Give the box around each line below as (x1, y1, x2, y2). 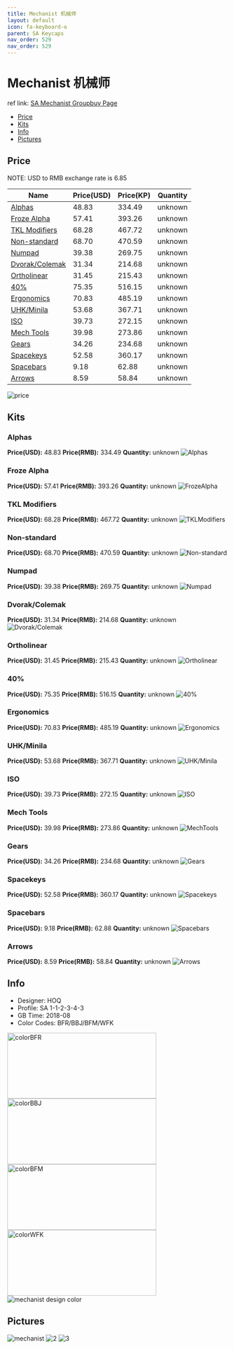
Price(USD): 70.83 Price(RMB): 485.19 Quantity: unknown (7, 723, 177, 731)
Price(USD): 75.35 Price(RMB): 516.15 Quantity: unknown (7, 690, 175, 698)
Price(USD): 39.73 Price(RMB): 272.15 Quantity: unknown (7, 790, 177, 799)
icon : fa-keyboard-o (7, 23, 68, 30)
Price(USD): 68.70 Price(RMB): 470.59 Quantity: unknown (7, 548, 179, 557)
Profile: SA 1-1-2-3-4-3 (17, 1003, 84, 1012)
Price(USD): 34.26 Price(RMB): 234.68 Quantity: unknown (7, 857, 179, 865)
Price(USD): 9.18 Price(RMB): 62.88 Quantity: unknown (7, 923, 170, 933)
